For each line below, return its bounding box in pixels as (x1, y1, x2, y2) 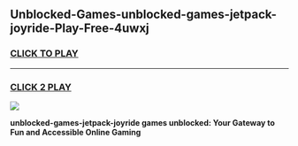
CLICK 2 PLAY (10, 81, 72, 93)
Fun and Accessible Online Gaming (10, 127, 141, 137)
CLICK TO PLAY (10, 48, 79, 60)
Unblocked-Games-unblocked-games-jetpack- (10, 7, 278, 22)
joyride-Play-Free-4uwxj (10, 21, 149, 36)
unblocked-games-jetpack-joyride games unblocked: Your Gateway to (10, 117, 275, 127)
